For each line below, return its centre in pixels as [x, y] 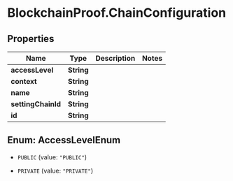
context [24, 81]
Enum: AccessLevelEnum [64, 140]
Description [115, 58]
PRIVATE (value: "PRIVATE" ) [55, 171]
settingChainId [36, 104]
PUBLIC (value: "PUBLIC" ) [52, 157]
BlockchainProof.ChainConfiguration [116, 13]
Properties [31, 39]
